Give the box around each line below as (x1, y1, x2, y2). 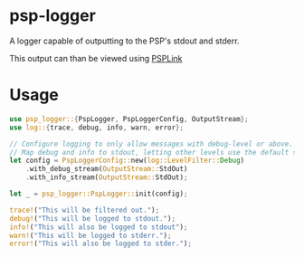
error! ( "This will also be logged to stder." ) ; (9, 239, 193, 249)
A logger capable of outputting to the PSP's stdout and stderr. (9, 35, 240, 46)
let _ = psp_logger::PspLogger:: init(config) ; (9, 189, 188, 198)
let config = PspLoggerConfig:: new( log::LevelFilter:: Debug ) (9, 156, 245, 166)
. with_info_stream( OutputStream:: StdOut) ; (25, 173, 188, 182)
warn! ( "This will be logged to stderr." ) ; (9, 231, 172, 240)
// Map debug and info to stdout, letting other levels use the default (9, 148, 290, 157)
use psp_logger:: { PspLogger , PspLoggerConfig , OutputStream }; (9, 114, 249, 123)
